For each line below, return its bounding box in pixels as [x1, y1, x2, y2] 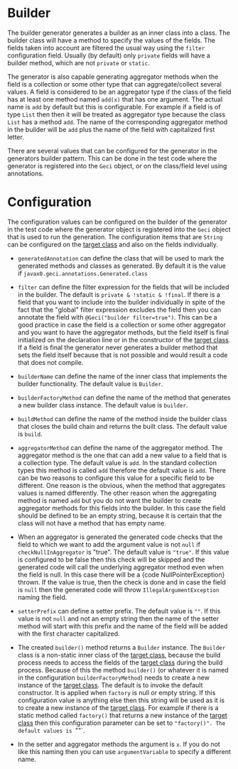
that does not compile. [17, 358, 84, 366]
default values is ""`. [17, 726, 85, 734]
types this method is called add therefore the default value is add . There [17, 466, 226, 474]
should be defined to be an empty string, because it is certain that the [17, 511, 222, 520]
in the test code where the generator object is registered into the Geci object [7, 225, 231, 234]
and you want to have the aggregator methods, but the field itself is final [17, 328, 229, 337]
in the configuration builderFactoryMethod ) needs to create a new [17, 673, 210, 682]
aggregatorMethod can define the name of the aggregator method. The [17, 443, 223, 452]
